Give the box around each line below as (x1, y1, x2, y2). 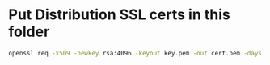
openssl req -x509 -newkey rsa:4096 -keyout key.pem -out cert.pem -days (8, 49, 263, 57)
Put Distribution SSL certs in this (8, 6, 230, 24)
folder (8, 22, 50, 41)
